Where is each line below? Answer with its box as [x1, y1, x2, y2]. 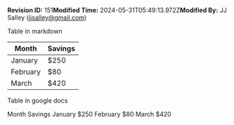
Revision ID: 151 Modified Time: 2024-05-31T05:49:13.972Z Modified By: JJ [7, 6, 227, 14]
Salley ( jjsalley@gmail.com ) [7, 13, 87, 22]
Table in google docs [7, 96, 68, 105]
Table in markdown [7, 27, 63, 35]
